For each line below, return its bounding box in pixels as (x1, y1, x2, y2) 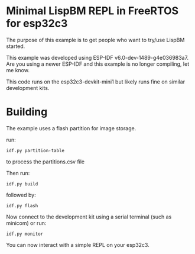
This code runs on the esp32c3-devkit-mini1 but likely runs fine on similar (6, 78, 185, 85)
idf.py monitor (6, 231, 44, 237)
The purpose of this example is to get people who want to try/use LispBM (6, 36, 185, 43)
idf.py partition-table (6, 147, 65, 153)
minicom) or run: (6, 219, 47, 226)
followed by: (6, 191, 37, 198)
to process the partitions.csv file (6, 158, 85, 165)
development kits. (6, 84, 50, 91)
